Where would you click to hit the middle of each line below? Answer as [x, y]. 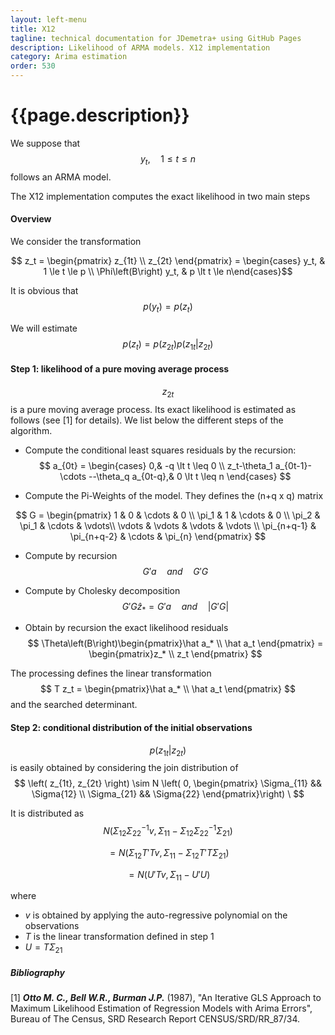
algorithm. [31, 430]
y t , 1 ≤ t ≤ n [168, 159]
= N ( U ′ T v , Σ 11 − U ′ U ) [169, 875]
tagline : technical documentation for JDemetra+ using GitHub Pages [156, 38]
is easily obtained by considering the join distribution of [124, 768]
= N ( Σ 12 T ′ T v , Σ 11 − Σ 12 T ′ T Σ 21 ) [169, 853]
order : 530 [33, 66]
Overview [31, 219]
